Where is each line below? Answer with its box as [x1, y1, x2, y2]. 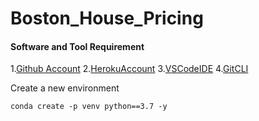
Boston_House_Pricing [10, 7, 204, 30]
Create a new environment [10, 82, 120, 94]
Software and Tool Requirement [10, 40, 145, 52]
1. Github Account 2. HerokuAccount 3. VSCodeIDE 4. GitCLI [10, 63, 249, 75]
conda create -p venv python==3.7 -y [10, 102, 168, 112]
